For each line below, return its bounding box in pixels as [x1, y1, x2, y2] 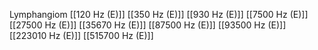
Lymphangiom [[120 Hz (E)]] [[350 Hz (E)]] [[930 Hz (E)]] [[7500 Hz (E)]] [9, 9, 309, 20]
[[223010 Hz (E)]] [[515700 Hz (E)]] [9, 30, 154, 41]
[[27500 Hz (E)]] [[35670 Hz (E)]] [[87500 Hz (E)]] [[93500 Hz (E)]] [9, 19, 287, 31]
